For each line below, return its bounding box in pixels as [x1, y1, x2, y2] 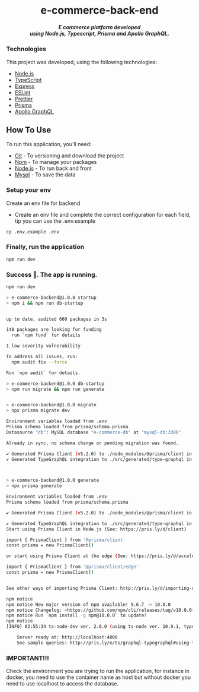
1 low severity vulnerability [6, 343, 81, 349]
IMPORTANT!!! [6, 654, 49, 662]
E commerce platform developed [58, 23, 141, 30]
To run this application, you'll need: [6, 141, 92, 148]
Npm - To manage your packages [14, 159, 97, 166]
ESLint [14, 89, 31, 96]
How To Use [6, 125, 52, 135]
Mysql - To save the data [14, 171, 76, 178]
